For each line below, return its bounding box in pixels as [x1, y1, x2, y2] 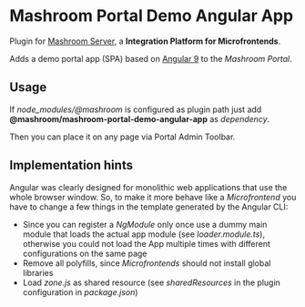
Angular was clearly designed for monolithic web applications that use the [9, 181, 288, 192]
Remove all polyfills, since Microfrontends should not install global [22, 257, 271, 269]
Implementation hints [9, 158, 134, 173]
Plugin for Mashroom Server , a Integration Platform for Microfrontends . [9, 36, 281, 46]
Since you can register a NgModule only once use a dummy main [22, 219, 268, 230]
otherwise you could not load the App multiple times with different [22, 238, 271, 249]
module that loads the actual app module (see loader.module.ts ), [22, 229, 266, 240]
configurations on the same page [22, 248, 147, 259]
